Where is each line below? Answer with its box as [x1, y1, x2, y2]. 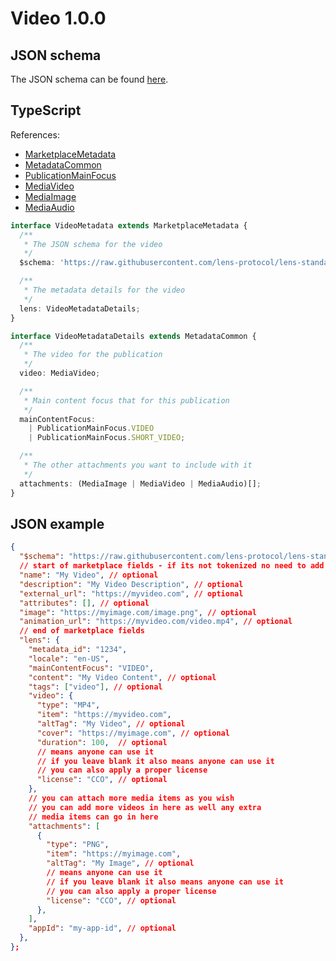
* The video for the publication [23, 350, 163, 360]
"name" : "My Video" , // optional [19, 570, 159, 580]
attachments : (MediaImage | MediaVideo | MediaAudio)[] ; [19, 478, 262, 489]
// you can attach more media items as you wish [28, 793, 235, 803]
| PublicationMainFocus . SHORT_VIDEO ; [28, 433, 186, 443]
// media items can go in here [28, 812, 159, 822]
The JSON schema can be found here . [10, 73, 169, 85]
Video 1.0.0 [10, 7, 107, 30]
